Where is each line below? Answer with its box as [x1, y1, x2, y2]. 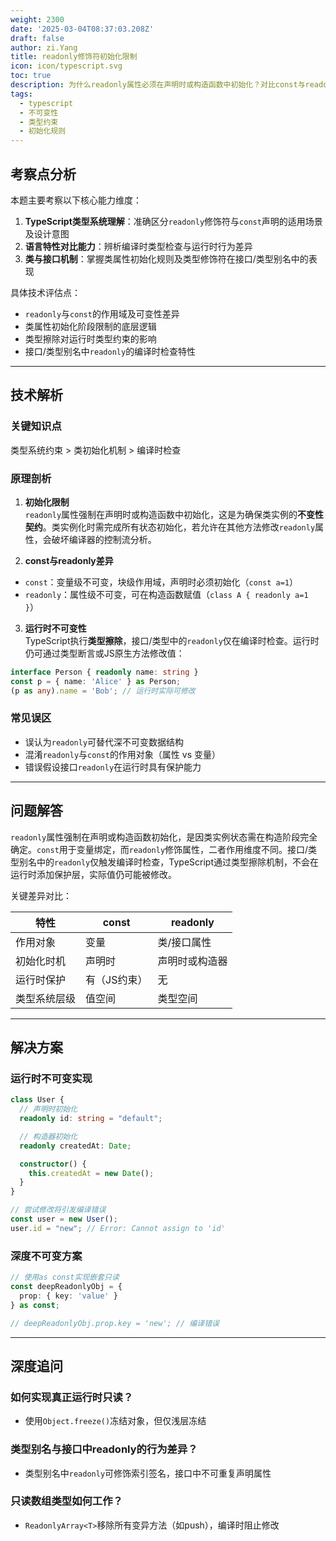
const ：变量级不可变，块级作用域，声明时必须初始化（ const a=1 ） [24, 576, 299, 588]
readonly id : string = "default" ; [19, 1114, 163, 1124]
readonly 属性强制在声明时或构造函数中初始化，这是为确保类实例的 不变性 [24, 508, 325, 520]
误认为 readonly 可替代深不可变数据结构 [24, 736, 185, 748]
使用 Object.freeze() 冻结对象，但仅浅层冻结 [24, 1415, 207, 1427]
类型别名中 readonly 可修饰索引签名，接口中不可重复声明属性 [24, 1467, 272, 1479]
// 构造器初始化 [19, 1131, 78, 1141]
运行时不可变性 [24, 622, 87, 634]
